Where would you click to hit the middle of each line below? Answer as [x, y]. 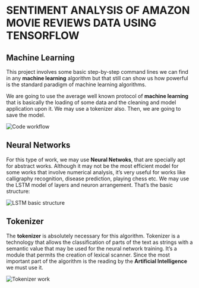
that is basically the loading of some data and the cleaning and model [91, 102]
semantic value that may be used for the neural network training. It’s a [91, 248]
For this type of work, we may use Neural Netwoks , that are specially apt [96, 159]
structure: [18, 191]
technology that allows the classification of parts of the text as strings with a [99, 242]
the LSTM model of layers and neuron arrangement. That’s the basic [90, 184]
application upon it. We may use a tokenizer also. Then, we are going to [94, 109]
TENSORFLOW [43, 36]
